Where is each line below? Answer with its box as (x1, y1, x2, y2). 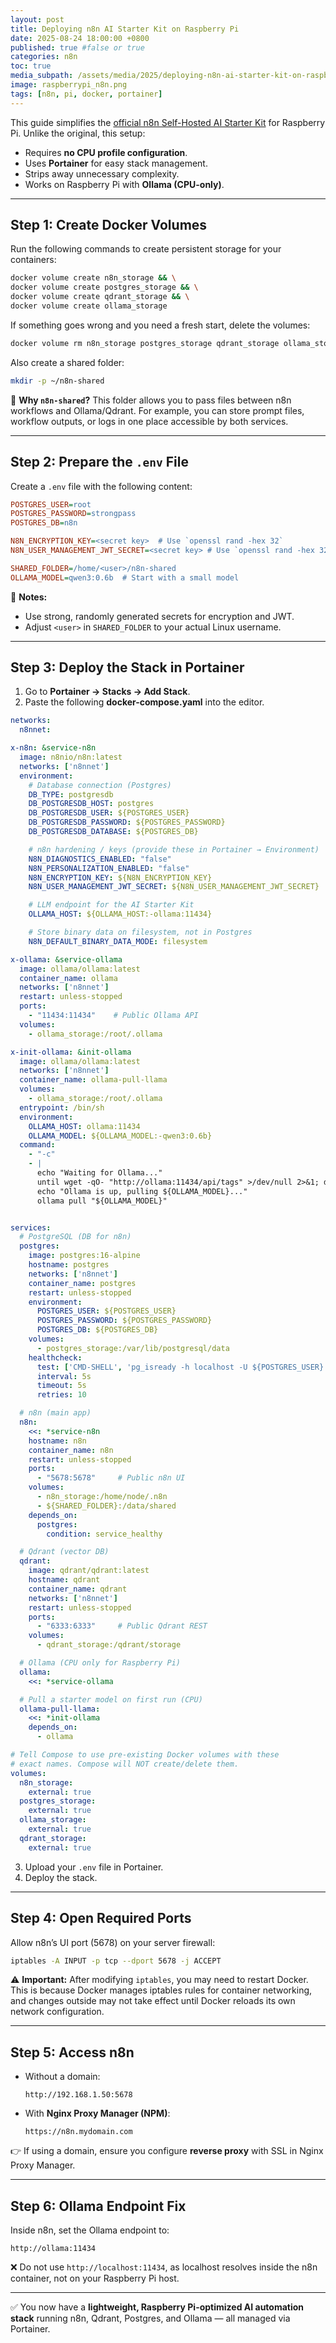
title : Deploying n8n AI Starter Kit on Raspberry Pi (10, 24, 240, 34)
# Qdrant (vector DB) (19, 1547, 110, 1557)
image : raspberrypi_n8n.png (10, 80, 128, 90)
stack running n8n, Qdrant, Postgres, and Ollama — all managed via (10, 2312, 291, 2324)
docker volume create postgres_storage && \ (10, 282, 199, 293)
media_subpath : (10, 71, 74, 81)
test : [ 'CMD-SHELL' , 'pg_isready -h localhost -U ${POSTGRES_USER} (36, 1362, 325, 1372)
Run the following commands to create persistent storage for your (10, 243, 282, 255)
